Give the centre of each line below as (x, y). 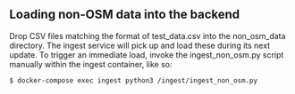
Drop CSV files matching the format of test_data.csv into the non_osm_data (147, 35)
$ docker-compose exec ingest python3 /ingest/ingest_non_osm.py (133, 80)
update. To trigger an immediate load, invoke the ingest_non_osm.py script (147, 55)
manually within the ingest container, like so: (91, 64)
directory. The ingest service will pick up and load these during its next (140, 45)
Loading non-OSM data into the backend (125, 15)
